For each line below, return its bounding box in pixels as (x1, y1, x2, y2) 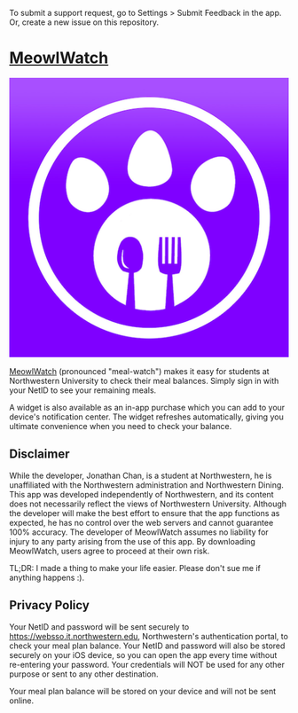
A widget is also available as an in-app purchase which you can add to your (9, 402, 286, 412)
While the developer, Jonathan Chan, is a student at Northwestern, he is (9, 470, 272, 481)
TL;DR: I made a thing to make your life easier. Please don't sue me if (9, 562, 262, 573)
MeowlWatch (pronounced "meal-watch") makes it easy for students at (9, 365, 270, 376)
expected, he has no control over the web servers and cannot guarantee (9, 517, 274, 528)
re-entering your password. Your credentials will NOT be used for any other (9, 659, 286, 670)
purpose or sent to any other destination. (9, 669, 159, 679)
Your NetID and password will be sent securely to (9, 621, 190, 632)
